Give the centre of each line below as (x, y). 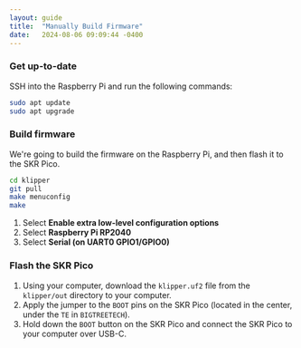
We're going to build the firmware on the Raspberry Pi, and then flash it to (147, 154)
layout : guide (36, 18)
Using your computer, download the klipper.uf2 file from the (136, 285)
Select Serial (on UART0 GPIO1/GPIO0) (96, 242)
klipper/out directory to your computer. (97, 295)
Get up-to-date (43, 66)
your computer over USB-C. (74, 333)
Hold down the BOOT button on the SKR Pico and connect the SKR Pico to (157, 324)
